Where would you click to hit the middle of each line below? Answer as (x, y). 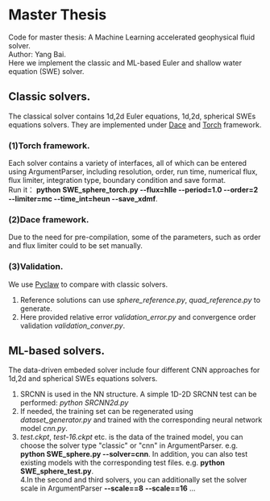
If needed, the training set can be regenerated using (106, 412)
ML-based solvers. (56, 351)
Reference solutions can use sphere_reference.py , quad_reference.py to (140, 300)
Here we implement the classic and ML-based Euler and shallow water (125, 63)
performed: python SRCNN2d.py (74, 403)
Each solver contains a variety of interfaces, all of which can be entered (128, 164)
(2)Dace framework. (49, 219)
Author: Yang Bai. (37, 54)
